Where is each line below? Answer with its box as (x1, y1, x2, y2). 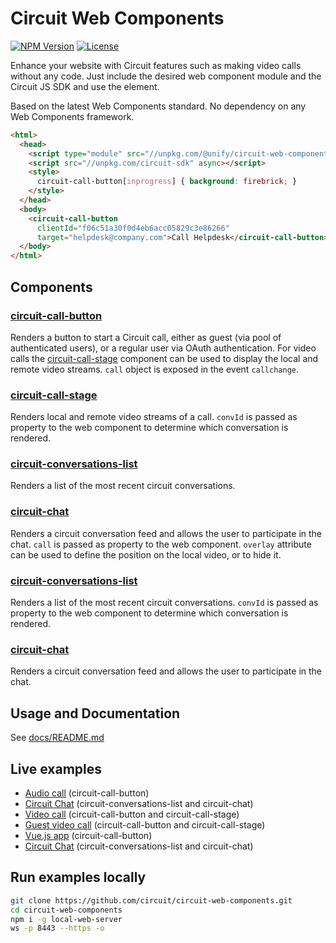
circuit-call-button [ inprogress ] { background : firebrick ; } (36, 177, 298, 187)
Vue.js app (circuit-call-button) (24, 829, 153, 841)
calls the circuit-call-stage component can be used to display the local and (10, 352, 319, 364)
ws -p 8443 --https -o (10, 923, 105, 934)
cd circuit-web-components (10, 905, 123, 915)
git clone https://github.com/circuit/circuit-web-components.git (10, 895, 293, 906)
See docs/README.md (10, 732, 105, 744)
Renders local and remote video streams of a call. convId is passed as (10, 411, 298, 423)
